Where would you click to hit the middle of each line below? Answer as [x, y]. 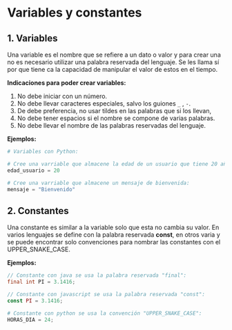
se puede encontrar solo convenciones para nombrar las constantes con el [114, 242]
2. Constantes [38, 211]
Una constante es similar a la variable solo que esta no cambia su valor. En [113, 227]
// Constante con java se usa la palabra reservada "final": [97, 275]
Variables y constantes [75, 13]
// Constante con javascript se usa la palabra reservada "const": [106, 294]
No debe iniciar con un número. [62, 96]
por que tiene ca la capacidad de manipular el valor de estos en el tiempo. [113, 69]
